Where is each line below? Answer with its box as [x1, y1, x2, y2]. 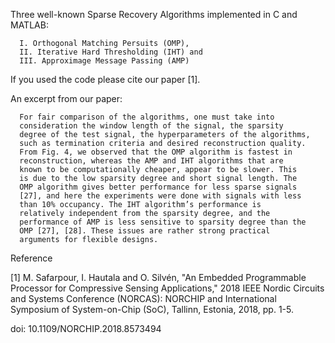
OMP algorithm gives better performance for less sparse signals [19, 182, 298, 192]
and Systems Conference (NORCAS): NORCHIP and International [10, 293, 277, 304]
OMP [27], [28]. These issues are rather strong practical [19, 226, 271, 236]
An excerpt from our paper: [10, 93, 123, 104]
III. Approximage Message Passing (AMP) [19, 56, 190, 66]
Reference [10, 252, 53, 264]
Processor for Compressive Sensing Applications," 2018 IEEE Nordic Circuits [10, 282, 325, 294]
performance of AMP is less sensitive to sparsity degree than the [19, 217, 307, 227]
